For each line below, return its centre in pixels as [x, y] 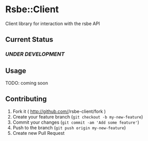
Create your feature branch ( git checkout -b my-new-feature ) [78, 116]
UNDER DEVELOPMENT [35, 54]
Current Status [29, 40]
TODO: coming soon [27, 83]
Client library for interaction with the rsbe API [53, 24]
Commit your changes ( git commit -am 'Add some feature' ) [76, 122]
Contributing [26, 99]
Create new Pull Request [39, 133]
